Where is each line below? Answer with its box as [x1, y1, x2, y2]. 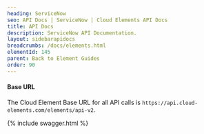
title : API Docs [7, 23, 54, 30]
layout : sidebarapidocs [7, 36, 76, 43]
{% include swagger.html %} [7, 119, 89, 127]
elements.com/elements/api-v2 [7, 106, 94, 114]
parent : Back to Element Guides [7, 55, 100, 62]
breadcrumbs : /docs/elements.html [7, 42, 107, 49]
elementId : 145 [7, 49, 51, 56]
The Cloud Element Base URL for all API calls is [7, 98, 141, 106]
